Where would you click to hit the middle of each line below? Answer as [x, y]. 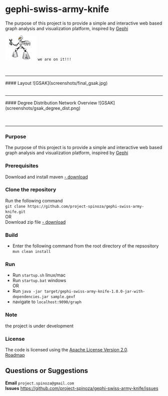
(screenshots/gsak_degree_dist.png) [43, 108]
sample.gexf [63, 297]
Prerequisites [22, 166]
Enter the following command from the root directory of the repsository [85, 246]
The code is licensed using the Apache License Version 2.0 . [67, 350]
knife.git [15, 212]
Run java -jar [27, 291]
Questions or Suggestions [47, 371]
